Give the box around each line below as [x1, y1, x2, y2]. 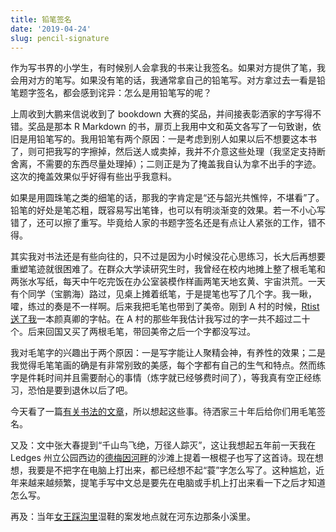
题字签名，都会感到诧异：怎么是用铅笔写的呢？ [18, 87, 212, 99]
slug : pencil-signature [10, 33, 110, 43]
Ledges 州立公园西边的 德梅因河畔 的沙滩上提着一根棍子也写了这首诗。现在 [10, 452, 315, 464]
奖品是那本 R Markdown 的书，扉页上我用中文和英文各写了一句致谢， [27, 121, 313, 133]
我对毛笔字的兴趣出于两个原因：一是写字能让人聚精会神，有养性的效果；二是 [10, 347, 326, 359]
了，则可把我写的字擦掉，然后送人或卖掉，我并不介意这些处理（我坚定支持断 [10, 146, 326, 158]
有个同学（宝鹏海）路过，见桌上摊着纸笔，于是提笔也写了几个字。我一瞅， [10, 288, 317, 300]
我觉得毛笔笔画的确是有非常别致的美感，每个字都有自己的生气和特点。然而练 [10, 359, 326, 371]
